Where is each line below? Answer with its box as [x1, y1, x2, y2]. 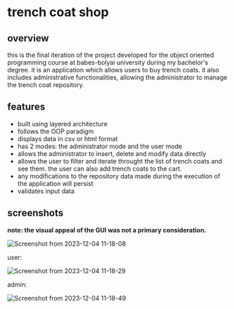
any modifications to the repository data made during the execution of [17, 171, 221, 180]
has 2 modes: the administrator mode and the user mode [17, 142, 183, 150]
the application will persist [17, 179, 93, 188]
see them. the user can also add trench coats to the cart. [17, 164, 183, 173]
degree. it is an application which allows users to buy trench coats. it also [7, 66, 219, 74]
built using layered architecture [17, 119, 108, 128]
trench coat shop [7, 4, 109, 20]
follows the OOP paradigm [17, 127, 94, 136]
